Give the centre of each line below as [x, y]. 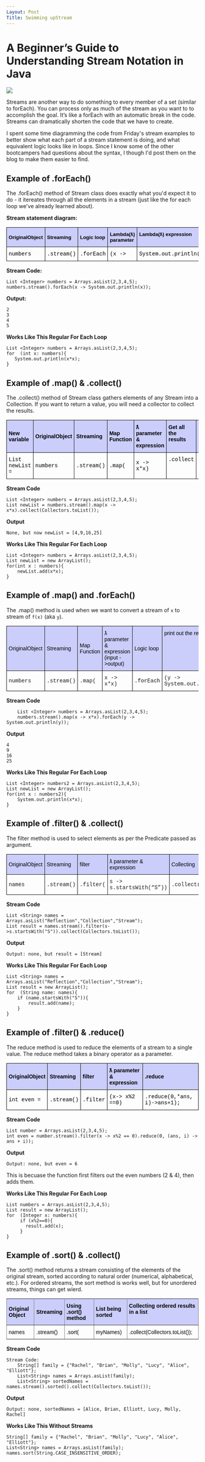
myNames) [109, 1332]
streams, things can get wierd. [45, 1289]
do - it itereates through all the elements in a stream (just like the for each [99, 200]
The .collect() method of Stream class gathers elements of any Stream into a [102, 398]
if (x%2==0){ [36, 1221]
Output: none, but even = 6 [42, 1163]
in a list [138, 1312]
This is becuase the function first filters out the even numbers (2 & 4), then [100, 1175]
